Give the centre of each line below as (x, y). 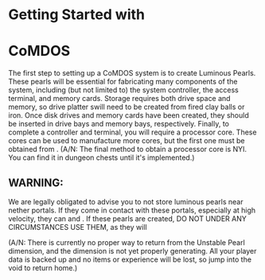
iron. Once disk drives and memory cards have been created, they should (129, 115)
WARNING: (36, 183)
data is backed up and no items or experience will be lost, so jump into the (130, 259)
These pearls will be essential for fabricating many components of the (123, 82)
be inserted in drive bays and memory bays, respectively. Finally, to (119, 124)
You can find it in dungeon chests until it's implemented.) (101, 157)
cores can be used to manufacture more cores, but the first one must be (127, 141)
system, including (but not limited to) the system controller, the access (123, 90)
